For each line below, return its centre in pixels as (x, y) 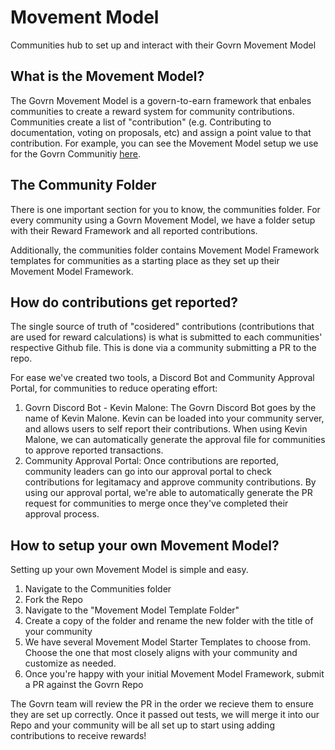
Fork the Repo (53, 600)
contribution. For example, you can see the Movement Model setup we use (164, 143)
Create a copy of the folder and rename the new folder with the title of (169, 621)
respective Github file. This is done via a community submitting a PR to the (163, 348)
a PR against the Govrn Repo (84, 685)
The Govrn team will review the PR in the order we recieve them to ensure (162, 704)
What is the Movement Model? (107, 76)
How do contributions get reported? (124, 302)
